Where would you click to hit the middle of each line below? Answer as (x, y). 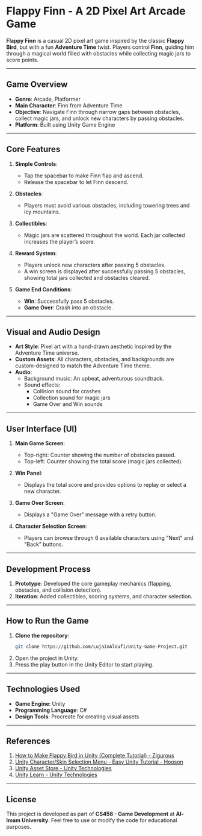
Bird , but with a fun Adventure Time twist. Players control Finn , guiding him (100, 47)
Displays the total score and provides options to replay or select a (105, 485)
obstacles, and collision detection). (58, 590)
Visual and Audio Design (53, 332)
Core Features (33, 149)
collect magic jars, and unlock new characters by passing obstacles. (99, 118)
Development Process (49, 569)
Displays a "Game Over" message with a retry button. (90, 515)
